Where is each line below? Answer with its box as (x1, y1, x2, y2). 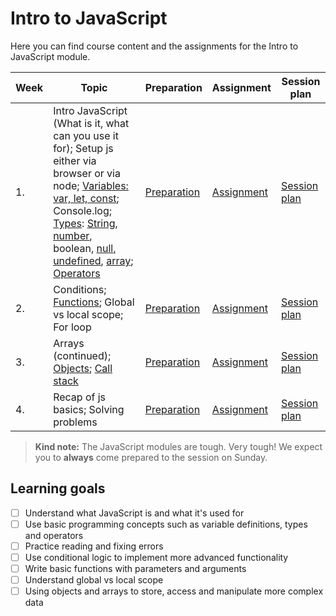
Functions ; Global (53, 295, 135, 309)
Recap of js (53, 390, 107, 404)
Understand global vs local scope (24, 574, 164, 586)
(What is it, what (53, 116, 130, 130)
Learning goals (10, 480, 106, 497)
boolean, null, (53, 241, 117, 255)
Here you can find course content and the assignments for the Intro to (10, 40, 299, 52)
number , (53, 228, 93, 242)
